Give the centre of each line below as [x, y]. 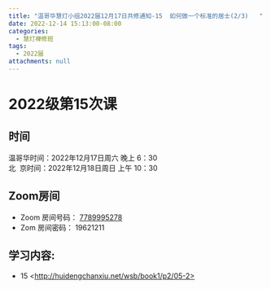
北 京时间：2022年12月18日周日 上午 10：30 [83, 168]
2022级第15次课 [63, 105]
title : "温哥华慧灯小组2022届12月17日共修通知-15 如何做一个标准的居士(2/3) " [136, 16]
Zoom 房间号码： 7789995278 [71, 217]
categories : [28, 31]
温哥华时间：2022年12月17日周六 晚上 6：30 [83, 158]
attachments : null [39, 62]
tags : [17, 46]
